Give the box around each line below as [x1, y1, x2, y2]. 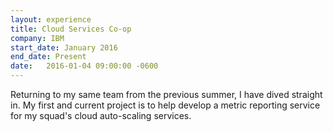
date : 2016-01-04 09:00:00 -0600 [10, 61, 159, 71]
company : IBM [10, 33, 65, 43]
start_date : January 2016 [10, 42, 118, 53]
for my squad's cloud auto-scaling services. [10, 110, 192, 121]
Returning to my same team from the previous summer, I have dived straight [10, 89, 323, 100]
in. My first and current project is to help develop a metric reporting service [10, 99, 321, 111]
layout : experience [10, 14, 92, 25]
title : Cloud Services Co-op [10, 24, 132, 34]
